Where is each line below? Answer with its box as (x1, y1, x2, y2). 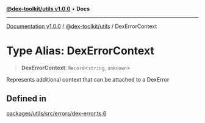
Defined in (6, 94, 47, 104)
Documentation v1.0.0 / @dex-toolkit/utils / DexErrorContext (6, 23, 157, 30)
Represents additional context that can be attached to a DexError (6, 76, 170, 83)
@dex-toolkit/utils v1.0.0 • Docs (6, 5, 90, 12)
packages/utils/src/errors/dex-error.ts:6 (6, 110, 107, 117)
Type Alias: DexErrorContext (6, 44, 154, 58)
